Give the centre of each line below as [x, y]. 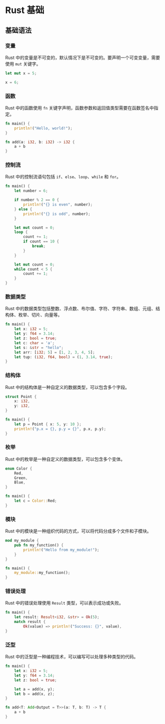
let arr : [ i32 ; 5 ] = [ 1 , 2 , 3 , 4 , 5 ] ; [54, 352]
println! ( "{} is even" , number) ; [58, 205]
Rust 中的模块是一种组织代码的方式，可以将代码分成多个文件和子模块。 [78, 531]
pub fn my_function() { [39, 545]
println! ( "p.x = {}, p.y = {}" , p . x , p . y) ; [60, 429]
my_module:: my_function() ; [42, 573]
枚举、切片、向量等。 [40, 315]
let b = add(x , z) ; [34, 694]
